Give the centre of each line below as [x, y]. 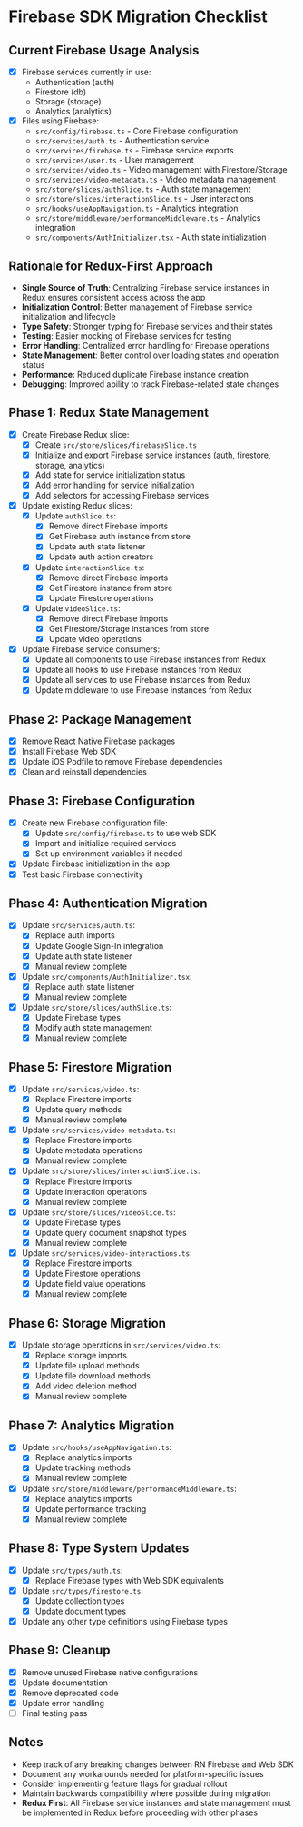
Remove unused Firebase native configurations [110, 1672]
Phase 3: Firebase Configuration [102, 801]
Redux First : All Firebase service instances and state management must [156, 1802]
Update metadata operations [88, 1151]
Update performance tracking [91, 1508]
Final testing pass [54, 1713]
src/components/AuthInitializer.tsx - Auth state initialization [151, 237]
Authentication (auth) [75, 83]
